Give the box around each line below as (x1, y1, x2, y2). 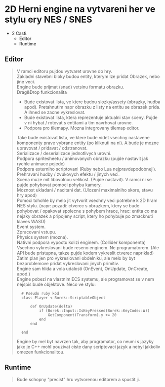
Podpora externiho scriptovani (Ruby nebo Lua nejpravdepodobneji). (16, 166, 157, 172)
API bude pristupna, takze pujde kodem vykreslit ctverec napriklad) (16, 250, 154, 256)
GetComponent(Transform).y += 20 (48, 312, 117, 317)
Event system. (16, 224, 46, 230)
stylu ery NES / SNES (4, 14, 92, 25)
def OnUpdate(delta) (30, 304, 73, 309)
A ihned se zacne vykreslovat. (24, 109, 86, 115)
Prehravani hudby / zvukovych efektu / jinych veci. (16, 171, 120, 177)
